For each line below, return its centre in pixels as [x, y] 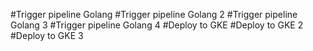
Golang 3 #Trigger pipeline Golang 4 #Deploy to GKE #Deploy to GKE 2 [157, 25]
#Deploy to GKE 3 [47, 35]
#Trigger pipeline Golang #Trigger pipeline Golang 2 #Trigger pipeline [154, 14]
